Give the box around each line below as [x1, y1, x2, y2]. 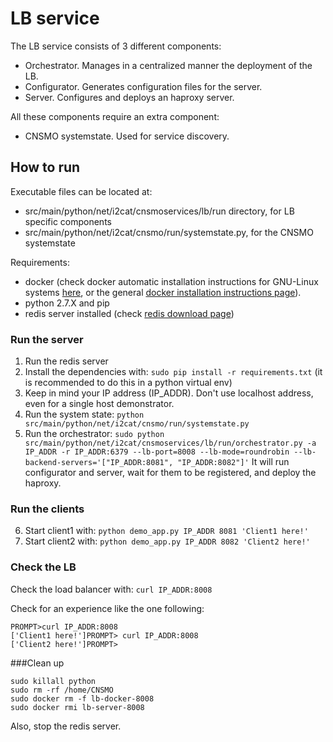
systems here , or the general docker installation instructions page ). [24, 286, 302, 298]
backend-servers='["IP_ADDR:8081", [24, 458, 174, 468]
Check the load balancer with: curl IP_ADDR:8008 [10, 583, 213, 595]
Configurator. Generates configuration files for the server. [24, 80, 263, 92]
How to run [10, 159, 81, 176]
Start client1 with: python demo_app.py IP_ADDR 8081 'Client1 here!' [24, 525, 309, 537]
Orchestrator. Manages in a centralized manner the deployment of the [24, 59, 313, 71]
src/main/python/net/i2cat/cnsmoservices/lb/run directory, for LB [24, 205, 295, 217]
